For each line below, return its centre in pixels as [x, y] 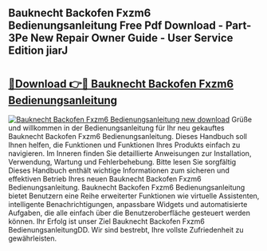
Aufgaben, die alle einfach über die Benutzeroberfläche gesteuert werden [130, 213]
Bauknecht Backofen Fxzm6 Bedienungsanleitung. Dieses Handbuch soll [128, 136]
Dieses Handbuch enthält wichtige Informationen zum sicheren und [119, 170]
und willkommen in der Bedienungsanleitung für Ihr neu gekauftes [116, 128]
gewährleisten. [33, 238]
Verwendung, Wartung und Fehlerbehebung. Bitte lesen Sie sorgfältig [122, 162]
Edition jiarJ [38, 51]
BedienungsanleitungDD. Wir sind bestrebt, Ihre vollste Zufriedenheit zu [126, 230]
